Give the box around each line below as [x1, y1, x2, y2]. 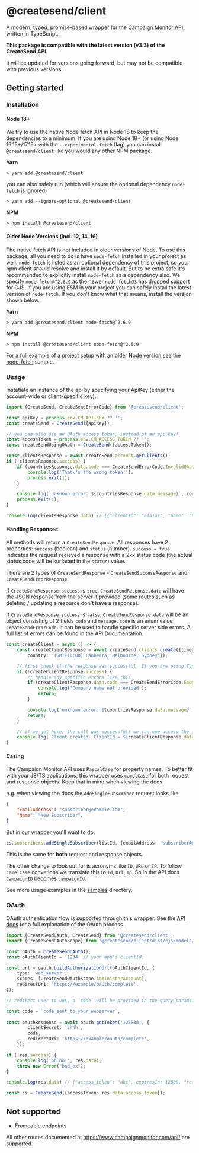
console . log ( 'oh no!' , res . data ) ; [17, 1058, 102, 1063]
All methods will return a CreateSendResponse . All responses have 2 [6, 539, 169, 546]
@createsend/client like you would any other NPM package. [6, 147, 153, 155]
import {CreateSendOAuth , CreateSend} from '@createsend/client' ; [6, 932, 174, 938]
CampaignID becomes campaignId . [6, 875, 87, 882]
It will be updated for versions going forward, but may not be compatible [6, 59, 183, 66]
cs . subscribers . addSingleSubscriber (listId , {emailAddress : [6, 840, 158, 846]
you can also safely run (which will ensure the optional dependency [6, 181, 171, 188]
